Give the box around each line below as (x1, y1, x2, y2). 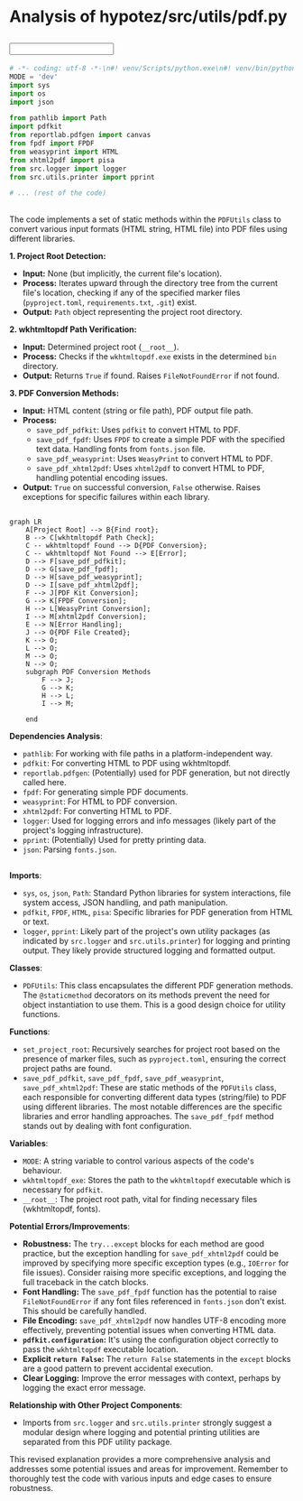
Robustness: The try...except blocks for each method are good (22, 1238, 264, 1249)
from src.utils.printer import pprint (9, 172, 155, 181)
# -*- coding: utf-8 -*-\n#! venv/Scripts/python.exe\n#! (9, 64, 232, 73)
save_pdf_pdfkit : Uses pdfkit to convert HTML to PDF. (35, 424, 241, 435)
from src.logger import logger (9, 164, 127, 173)
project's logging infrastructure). (22, 825, 144, 836)
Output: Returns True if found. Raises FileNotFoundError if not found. (22, 370, 280, 381)
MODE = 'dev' (9, 72, 59, 81)
